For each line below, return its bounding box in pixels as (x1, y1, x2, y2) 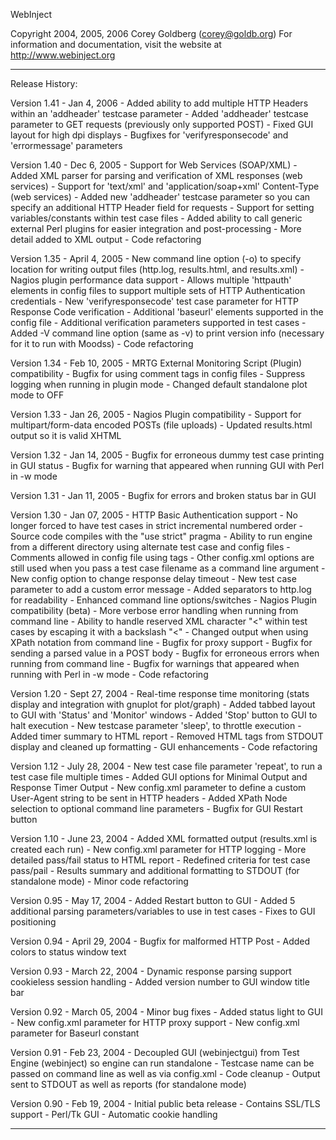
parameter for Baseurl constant (10, 1027, 140, 1039)
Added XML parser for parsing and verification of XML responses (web (10, 170, 303, 181)
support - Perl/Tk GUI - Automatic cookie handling (10, 1109, 218, 1120)
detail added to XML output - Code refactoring (10, 234, 202, 245)
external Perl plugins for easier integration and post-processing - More (10, 223, 302, 234)
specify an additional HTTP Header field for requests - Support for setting (10, 202, 315, 213)
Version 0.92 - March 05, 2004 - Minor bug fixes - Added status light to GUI (10, 1006, 323, 1018)
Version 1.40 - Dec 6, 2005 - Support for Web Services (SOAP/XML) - (10, 159, 298, 171)
